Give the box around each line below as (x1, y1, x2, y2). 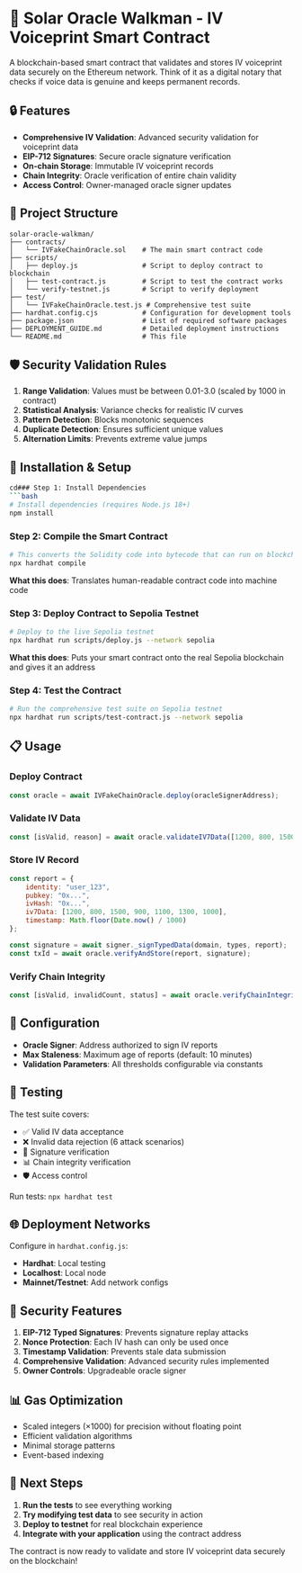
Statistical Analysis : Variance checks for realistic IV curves (22, 405, 244, 416)
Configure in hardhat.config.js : (9, 1241, 129, 1252)
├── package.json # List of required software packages (9, 316, 288, 325)
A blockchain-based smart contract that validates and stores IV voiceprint (9, 57, 283, 67)
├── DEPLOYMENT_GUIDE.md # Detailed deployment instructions (9, 324, 280, 333)
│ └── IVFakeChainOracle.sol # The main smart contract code (9, 245, 263, 255)
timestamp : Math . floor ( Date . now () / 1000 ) (25, 916, 187, 925)
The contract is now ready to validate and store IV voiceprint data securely (9, 1545, 286, 1556)
